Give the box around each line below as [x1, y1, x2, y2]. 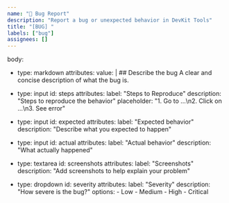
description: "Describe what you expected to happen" [17, 125, 172, 133]
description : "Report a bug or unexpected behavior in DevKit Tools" [7, 17, 213, 24]
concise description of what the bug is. [17, 76, 130, 84]
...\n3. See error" [17, 104, 66, 113]
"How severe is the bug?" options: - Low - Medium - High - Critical [17, 188, 209, 196]
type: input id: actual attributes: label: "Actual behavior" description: [17, 138, 212, 147]
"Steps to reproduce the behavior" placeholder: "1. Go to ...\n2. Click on [17, 97, 222, 105]
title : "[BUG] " [7, 23, 54, 30]
